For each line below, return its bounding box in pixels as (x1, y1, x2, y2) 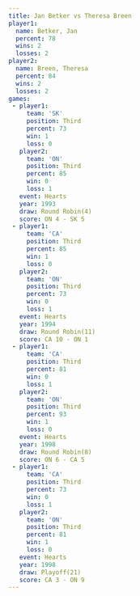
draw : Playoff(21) (19, 568, 82, 577)
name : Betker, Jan (15, 27, 78, 35)
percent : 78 (15, 34, 57, 43)
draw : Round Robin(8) (19, 448, 92, 456)
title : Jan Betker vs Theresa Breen (8, 11, 132, 20)
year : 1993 (19, 200, 57, 208)
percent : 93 (26, 410, 67, 419)
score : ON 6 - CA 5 (19, 455, 85, 463)
